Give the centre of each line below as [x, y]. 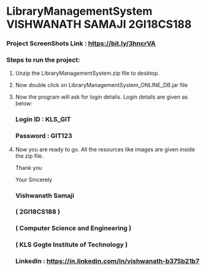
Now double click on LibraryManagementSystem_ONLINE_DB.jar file [101, 85]
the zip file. [29, 156]
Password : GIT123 [44, 136]
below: [24, 104]
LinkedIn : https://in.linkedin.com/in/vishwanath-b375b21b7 [107, 261]
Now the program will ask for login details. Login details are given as [101, 97]
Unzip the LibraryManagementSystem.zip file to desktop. [87, 73]
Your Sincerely [34, 180]
